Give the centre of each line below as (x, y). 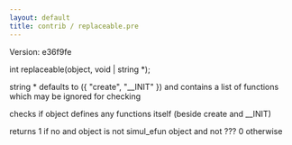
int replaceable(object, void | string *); (80, 69)
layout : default (40, 18)
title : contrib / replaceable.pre (74, 26)
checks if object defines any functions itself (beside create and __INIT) (141, 113)
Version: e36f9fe (41, 51)
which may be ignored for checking (75, 96)
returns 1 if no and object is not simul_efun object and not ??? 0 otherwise (146, 131)
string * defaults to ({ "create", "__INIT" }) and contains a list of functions (144, 86)
